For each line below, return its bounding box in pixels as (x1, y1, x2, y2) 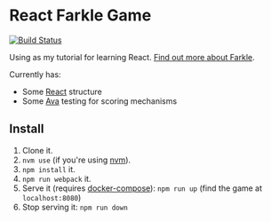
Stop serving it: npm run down (21, 201, 129, 212)
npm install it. (21, 163, 76, 174)
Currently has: (9, 68, 61, 80)
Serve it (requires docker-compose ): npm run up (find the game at (21, 183, 263, 193)
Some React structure (21, 86, 102, 97)
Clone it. (21, 145, 53, 155)
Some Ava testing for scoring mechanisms (21, 95, 178, 107)
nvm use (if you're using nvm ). (21, 154, 132, 165)
